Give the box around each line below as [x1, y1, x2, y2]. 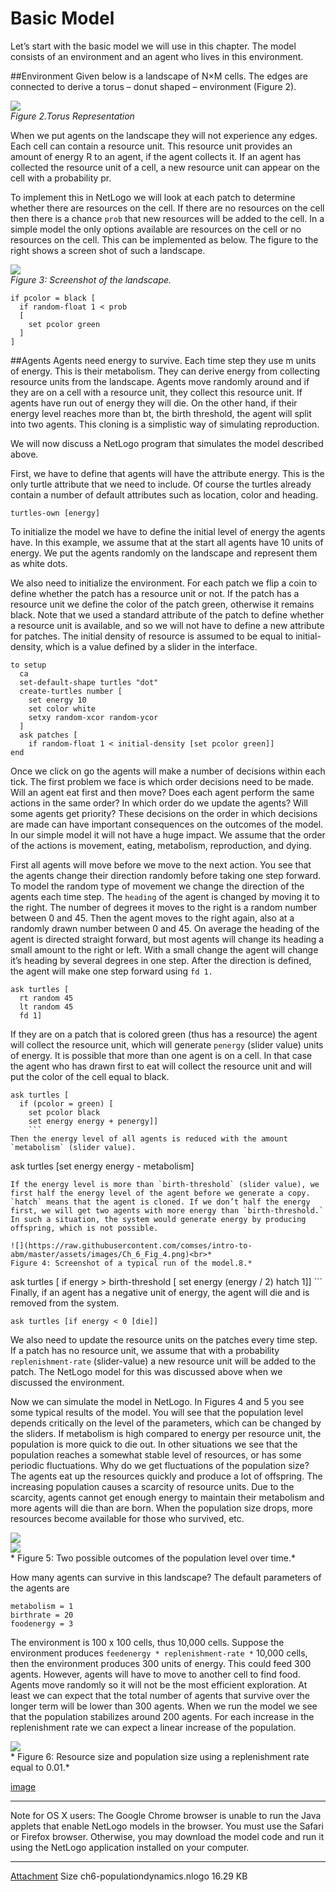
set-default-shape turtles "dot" [19, 677, 159, 687]
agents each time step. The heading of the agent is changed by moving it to [10, 890, 320, 902]
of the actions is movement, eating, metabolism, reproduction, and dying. [10, 839, 312, 851]
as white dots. [10, 557, 68, 569]
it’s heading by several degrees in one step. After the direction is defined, [10, 954, 312, 966]
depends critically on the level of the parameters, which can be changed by [10, 1417, 322, 1429]
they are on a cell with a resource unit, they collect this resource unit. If [10, 386, 303, 398]
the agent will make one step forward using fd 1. [10, 965, 213, 977]
